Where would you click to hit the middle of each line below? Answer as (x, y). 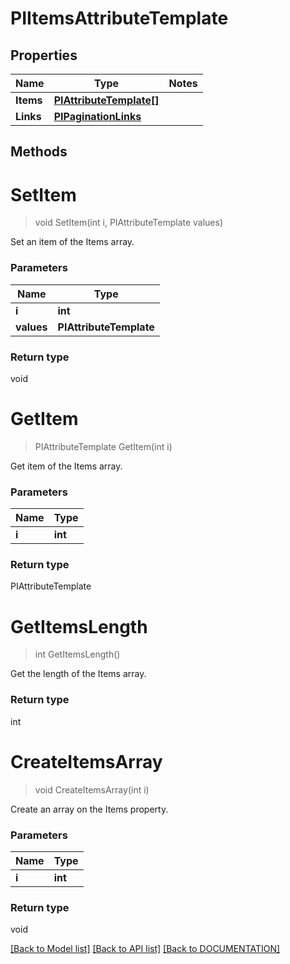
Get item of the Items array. (66, 466)
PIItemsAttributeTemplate (119, 18)
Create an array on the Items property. (89, 809)
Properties (44, 55)
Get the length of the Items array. (78, 674)
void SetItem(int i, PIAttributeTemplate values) (129, 223)
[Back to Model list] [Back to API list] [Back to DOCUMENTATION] (145, 949)
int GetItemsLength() (77, 654)
